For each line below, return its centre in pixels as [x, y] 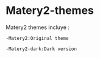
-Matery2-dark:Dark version [41, 49]
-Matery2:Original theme [37, 38]
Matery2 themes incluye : [37, 27]
